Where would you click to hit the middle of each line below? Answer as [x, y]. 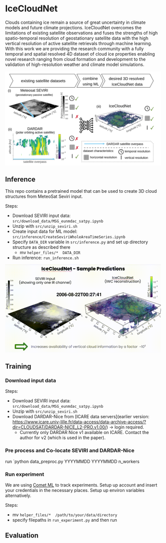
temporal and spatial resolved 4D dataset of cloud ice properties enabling [80, 54]
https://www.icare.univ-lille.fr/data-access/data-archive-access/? [79, 422]
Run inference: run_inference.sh [45, 258]
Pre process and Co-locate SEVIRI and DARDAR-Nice [70, 450]
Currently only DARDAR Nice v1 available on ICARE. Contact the [84, 433]
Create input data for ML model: [45, 231]
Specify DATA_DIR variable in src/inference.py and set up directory [80, 242]
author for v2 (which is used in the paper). [62, 438]
